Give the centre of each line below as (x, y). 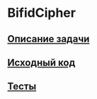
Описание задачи (48, 39)
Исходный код (41, 62)
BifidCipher (42, 13)
